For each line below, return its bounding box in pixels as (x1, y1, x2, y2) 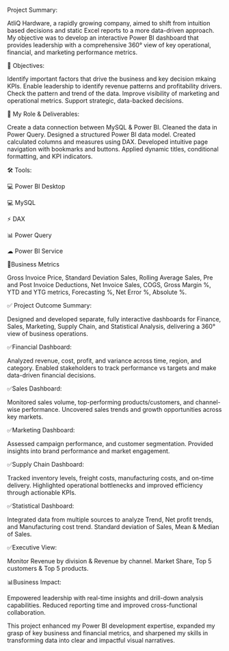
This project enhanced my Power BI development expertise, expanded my (7, 622, 215, 630)
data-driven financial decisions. (7, 371, 96, 379)
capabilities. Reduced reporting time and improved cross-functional (7, 601, 198, 609)
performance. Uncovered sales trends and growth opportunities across (21, 406, 222, 413)
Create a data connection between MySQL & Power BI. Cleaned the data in (7, 123, 217, 131)
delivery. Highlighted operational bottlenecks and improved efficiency (7, 481, 203, 489)
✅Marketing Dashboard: (7, 426, 75, 434)
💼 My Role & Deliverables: (7, 110, 80, 118)
